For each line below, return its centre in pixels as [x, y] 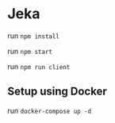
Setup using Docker [57, 92]
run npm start [30, 51]
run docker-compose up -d [50, 110]
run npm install [34, 36]
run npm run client [39, 66]
